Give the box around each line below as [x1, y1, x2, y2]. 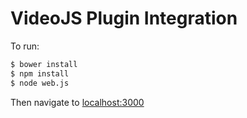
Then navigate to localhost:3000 [10, 96, 145, 108]
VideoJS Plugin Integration [10, 7, 238, 30]
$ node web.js [10, 78, 70, 88]
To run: [10, 40, 40, 52]
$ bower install [10, 59, 78, 69]
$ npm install [10, 68, 70, 79]
